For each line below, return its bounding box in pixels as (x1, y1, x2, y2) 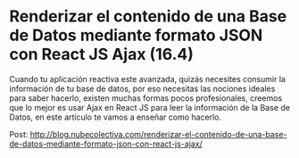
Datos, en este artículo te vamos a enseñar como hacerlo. (9, 112, 221, 122)
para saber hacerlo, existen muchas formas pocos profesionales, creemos (9, 92, 283, 104)
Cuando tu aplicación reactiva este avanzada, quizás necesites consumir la (9, 73, 286, 84)
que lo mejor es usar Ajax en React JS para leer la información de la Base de (9, 102, 290, 112)
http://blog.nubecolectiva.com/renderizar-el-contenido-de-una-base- (29, 129, 287, 139)
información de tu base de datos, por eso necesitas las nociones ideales (9, 83, 276, 94)
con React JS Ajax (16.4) (9, 45, 195, 64)
